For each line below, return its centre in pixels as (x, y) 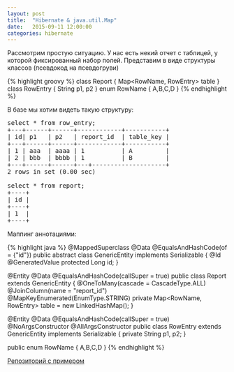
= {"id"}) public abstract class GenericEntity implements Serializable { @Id (114, 255)
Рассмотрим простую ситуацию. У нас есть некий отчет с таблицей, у (112, 53)
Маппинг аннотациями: (42, 234)
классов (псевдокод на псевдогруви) (63, 68)
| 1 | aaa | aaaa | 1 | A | (88, 151)
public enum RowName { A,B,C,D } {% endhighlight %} (86, 348)
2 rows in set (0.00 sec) (52, 172)
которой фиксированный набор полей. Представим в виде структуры (111, 61)
